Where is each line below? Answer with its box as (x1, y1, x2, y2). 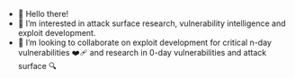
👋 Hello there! (17, 9, 69, 19)
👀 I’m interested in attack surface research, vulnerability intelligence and (17, 18, 286, 29)
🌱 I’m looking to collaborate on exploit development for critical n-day (17, 37, 273, 48)
